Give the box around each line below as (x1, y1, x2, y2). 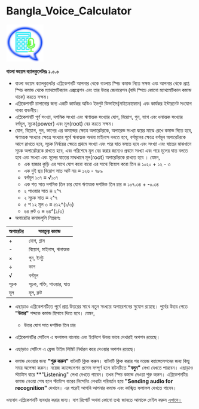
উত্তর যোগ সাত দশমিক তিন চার (23, 321, 76, 328)
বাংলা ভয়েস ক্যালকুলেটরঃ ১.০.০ (6, 68, 59, 75)
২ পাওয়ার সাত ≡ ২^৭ (23, 187, 62, 194)
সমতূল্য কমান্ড (38, 228, 61, 235)
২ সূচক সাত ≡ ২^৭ (23, 194, 58, 201)
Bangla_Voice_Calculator (6, 4, 132, 18)
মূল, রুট (29, 289, 42, 297)
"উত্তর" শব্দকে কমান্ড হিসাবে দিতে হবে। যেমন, (14, 309, 95, 316)
